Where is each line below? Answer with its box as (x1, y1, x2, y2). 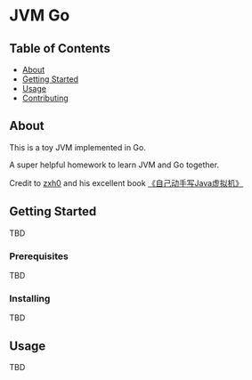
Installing (9, 292, 51, 304)
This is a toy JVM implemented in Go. (9, 141, 147, 152)
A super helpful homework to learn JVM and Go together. (9, 159, 220, 170)
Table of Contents (9, 41, 111, 56)
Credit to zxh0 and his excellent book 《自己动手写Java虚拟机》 (9, 177, 244, 188)
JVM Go (9, 5, 70, 26)
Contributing (21, 93, 69, 103)
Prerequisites (9, 250, 69, 263)
